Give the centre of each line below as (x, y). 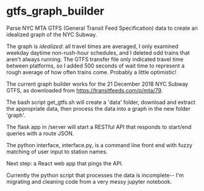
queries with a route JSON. (40, 133)
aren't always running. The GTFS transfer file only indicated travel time (95, 59)
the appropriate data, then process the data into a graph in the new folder (98, 108)
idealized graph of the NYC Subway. (52, 34)
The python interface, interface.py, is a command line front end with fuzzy (100, 145)
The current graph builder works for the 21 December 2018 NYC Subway (97, 84)
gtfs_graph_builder (55, 11)
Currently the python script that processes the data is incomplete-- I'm (95, 175)
